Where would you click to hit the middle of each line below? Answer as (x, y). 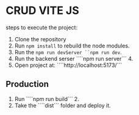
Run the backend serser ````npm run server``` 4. (74, 58)
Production (27, 84)
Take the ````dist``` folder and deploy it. (62, 105)
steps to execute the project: (41, 27)
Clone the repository (40, 39)
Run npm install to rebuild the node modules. (72, 46)
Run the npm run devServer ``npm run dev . (68, 52)
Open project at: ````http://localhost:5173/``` (68, 65)
